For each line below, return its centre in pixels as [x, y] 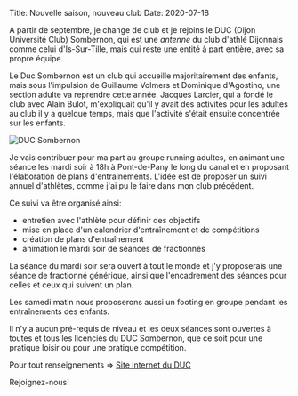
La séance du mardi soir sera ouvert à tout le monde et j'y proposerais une [146, 266]
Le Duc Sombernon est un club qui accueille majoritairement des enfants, [144, 76]
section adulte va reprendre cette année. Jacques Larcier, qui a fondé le [141, 94]
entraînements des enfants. [59, 311]
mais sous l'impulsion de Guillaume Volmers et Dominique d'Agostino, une [145, 85]
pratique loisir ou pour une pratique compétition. [98, 348]
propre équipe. [36, 58]
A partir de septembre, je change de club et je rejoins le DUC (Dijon [133, 30]
